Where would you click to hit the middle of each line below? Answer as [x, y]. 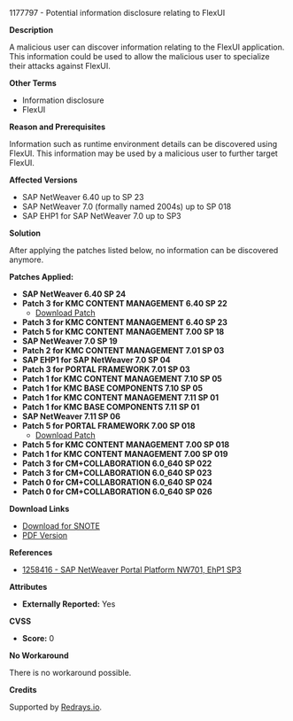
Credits [23, 690]
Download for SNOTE [61, 526]
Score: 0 [38, 638]
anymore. [27, 260]
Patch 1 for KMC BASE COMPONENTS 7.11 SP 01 [111, 407]
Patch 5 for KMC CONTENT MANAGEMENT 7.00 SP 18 [123, 332]
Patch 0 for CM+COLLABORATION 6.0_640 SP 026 [117, 492]
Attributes [28, 587]
